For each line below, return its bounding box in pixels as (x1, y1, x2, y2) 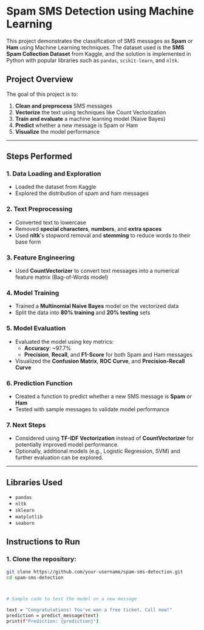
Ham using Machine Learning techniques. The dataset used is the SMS (6, 44, 185, 51)
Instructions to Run (6, 536, 80, 547)
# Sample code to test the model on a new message (6, 596, 137, 602)
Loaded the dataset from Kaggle (15, 183, 97, 191)
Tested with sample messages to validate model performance (15, 405, 170, 413)
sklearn (15, 507, 35, 514)
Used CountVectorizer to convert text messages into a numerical (15, 267, 180, 275)
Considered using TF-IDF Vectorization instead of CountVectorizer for (15, 434, 194, 442)
